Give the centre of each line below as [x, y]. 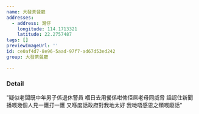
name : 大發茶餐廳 [26, 12]
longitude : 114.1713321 [47, 29]
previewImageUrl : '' [33, 46]
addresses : [20, 18]
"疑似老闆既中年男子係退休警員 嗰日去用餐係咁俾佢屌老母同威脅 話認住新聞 [100, 97]
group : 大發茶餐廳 [27, 57]
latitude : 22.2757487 [44, 35]
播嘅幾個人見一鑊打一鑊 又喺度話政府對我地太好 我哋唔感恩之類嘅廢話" [94, 105]
